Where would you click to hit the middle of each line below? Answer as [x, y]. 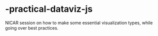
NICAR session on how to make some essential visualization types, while [79, 23]
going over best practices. [32, 28]
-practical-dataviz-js [49, 9]
